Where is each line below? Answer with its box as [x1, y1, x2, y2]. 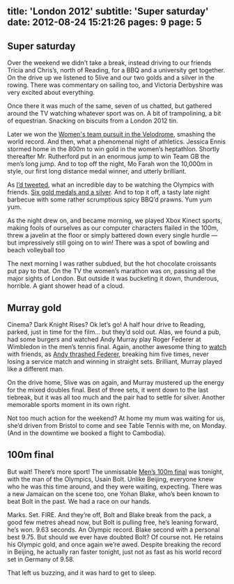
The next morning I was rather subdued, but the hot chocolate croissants [7, 259, 217, 268]
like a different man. [7, 365, 64, 374]
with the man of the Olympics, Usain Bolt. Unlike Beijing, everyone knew [7, 475, 214, 483]
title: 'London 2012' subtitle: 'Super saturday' [7, 6, 209, 17]
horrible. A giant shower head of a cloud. [7, 282, 125, 290]
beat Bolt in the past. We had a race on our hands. [7, 497, 151, 505]
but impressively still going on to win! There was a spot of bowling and [7, 238, 210, 247]
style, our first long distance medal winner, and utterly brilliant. [7, 167, 187, 176]
